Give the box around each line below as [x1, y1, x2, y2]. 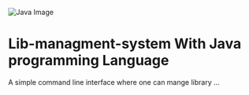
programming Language [8, 52, 169, 70]
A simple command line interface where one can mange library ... [8, 77, 221, 86]
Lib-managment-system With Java [8, 35, 242, 53]
